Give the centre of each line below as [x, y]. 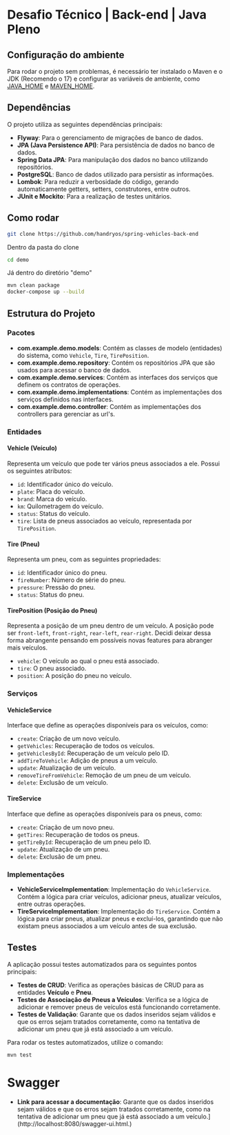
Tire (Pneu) [23, 544]
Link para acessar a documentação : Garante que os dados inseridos [115, 1102]
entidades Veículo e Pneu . [55, 992]
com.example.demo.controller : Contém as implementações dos [109, 406]
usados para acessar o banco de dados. [74, 370]
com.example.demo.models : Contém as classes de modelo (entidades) [119, 348]
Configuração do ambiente [66, 55]
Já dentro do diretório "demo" [50, 273]
